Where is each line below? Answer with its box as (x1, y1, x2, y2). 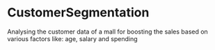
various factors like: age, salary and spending (7, 34, 138, 42)
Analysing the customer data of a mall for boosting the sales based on (7, 27, 209, 36)
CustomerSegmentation (7, 5, 150, 21)
